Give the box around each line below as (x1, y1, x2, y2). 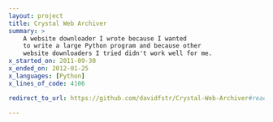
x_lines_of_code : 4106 (8, 79, 85, 87)
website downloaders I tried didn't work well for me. (23, 49, 213, 57)
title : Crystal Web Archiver (8, 19, 107, 27)
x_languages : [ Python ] (8, 72, 85, 80)
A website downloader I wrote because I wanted (23, 34, 187, 43)
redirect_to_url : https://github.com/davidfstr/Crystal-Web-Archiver (8, 94, 249, 102)
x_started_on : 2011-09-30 (8, 57, 96, 65)
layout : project (8, 11, 63, 20)
